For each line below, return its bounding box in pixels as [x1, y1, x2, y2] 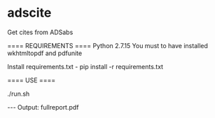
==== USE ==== [7, 75, 56, 84]
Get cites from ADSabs [7, 28, 74, 36]
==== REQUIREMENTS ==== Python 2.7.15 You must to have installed [7, 41, 209, 50]
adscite [7, 5, 52, 21]
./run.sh [7, 89, 30, 98]
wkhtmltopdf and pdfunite [7, 49, 83, 57]
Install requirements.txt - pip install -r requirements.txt [7, 62, 163, 71]
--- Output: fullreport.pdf [7, 103, 79, 111]
